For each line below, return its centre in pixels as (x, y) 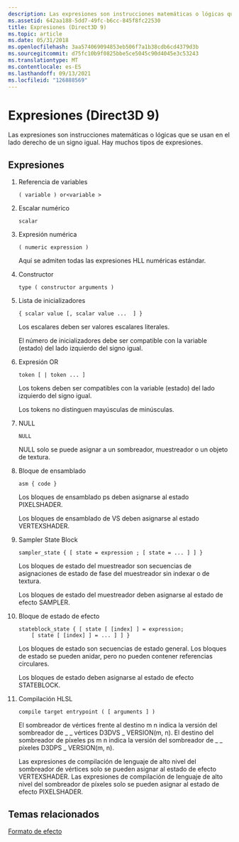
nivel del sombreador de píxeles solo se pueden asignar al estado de (119, 784)
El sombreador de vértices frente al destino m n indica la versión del (118, 725)
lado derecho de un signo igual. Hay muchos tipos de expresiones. (105, 142)
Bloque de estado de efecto (59, 617)
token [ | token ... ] (52, 375)
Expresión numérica (48, 235)
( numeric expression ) (54, 247)
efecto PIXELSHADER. (51, 792)
